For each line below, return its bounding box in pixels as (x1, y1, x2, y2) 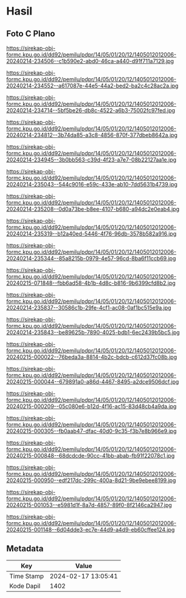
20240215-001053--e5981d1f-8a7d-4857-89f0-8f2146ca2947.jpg (6, 501, 172, 508)
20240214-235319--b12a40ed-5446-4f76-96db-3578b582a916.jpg (6, 230, 177, 237)
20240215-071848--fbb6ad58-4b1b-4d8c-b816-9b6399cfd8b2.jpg (6, 279, 176, 287)
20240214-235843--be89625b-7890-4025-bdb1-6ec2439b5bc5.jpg (6, 329, 181, 336)
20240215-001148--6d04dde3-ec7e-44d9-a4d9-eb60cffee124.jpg (6, 526, 175, 533)
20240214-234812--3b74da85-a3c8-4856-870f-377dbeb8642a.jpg (6, 132, 178, 138)
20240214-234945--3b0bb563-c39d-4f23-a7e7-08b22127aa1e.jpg (6, 156, 177, 163)
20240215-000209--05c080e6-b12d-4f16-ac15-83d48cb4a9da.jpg (6, 403, 177, 410)
